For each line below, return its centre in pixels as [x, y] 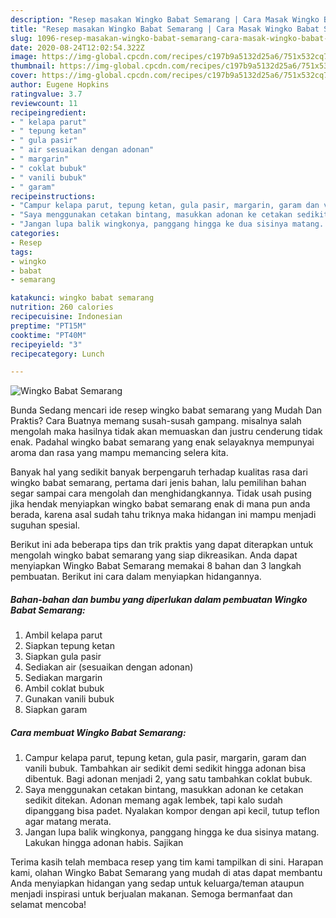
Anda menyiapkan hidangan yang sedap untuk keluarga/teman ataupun [157, 883]
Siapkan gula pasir [63, 657]
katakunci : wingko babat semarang [82, 298]
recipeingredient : [48, 112]
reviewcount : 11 [44, 103]
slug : [21, 38]
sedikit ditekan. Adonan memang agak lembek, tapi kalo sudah [153, 800]
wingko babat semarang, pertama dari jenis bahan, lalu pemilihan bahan [158, 483]
